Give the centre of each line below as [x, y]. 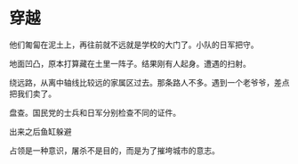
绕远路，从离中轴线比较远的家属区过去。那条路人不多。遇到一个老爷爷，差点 [149, 82]
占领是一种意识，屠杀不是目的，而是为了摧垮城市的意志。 [114, 150]
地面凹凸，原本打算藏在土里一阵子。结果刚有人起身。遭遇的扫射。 [130, 63]
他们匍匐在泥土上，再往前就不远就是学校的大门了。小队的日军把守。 [134, 45]
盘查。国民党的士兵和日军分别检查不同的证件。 [95, 112]
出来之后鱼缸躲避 [40, 131]
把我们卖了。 [32, 94]
